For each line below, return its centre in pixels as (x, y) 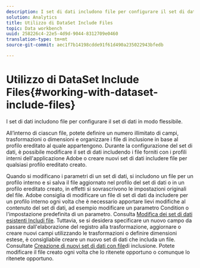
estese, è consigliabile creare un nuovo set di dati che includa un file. (91, 239)
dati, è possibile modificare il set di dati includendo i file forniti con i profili (96, 152)
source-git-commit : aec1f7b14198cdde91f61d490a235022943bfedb (85, 45)
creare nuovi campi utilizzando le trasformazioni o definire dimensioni (92, 233)
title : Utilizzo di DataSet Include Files (60, 23)
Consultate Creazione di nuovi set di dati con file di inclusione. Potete (90, 245)
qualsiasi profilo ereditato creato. (47, 164)
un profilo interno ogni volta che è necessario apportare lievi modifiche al (96, 201)
